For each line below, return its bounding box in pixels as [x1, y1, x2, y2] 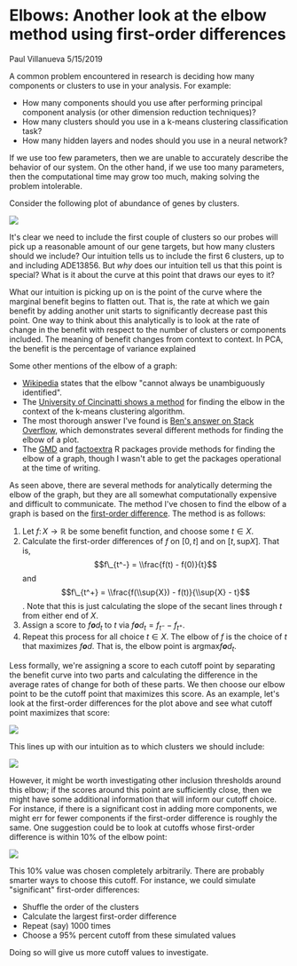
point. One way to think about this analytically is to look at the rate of [9, 314, 260, 325]
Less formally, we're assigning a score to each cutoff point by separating [9, 660, 276, 670]
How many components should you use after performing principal [21, 97, 263, 107]
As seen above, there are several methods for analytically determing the [9, 479, 273, 490]
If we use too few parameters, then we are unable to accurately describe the [9, 152, 289, 162]
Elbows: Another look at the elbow [9, 5, 267, 26]
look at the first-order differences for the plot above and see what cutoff [9, 698, 273, 709]
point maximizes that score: [9, 707, 111, 717]
